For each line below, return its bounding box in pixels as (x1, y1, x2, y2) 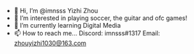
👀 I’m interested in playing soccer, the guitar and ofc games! (13, 14, 188, 22)
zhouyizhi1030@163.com (13, 39, 87, 47)
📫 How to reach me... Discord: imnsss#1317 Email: (13, 29, 160, 37)
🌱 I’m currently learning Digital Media (13, 21, 121, 29)
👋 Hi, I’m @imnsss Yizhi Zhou (13, 7, 99, 15)
